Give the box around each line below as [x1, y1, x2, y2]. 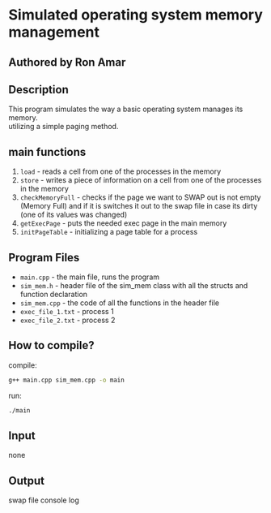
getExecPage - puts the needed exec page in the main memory [19, 218, 227, 228]
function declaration [19, 290, 87, 300]
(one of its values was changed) [19, 209, 128, 220]
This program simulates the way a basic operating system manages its [8, 104, 243, 114]
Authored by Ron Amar [8, 55, 126, 69]
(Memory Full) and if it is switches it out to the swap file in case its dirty [19, 201, 258, 211]
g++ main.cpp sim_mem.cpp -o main [8, 376, 125, 384]
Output [8, 473, 44, 488]
